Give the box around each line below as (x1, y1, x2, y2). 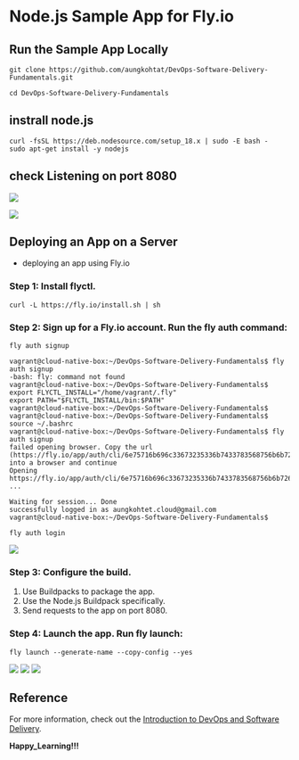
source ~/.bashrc (9, 419, 74, 429)
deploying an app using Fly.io (21, 258, 131, 268)
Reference (9, 690, 69, 706)
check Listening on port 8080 (9, 169, 178, 184)
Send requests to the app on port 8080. (21, 605, 168, 616)
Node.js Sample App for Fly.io (9, 6, 234, 27)
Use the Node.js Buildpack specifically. (21, 596, 166, 607)
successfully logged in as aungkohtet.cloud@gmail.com (9, 506, 217, 515)
